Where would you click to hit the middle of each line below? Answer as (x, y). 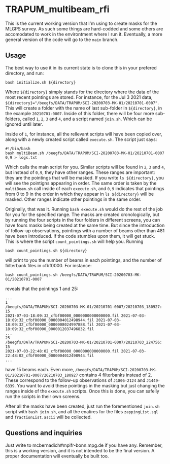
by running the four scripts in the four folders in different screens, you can (83, 220)
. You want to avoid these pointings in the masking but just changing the (90, 385)
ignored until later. (24, 124)
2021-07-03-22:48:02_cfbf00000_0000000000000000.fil (62, 351)
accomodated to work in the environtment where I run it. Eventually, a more (84, 34)
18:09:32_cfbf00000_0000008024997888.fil (50, 325)
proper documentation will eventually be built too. (57, 456)
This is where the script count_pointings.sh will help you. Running (74, 241)
